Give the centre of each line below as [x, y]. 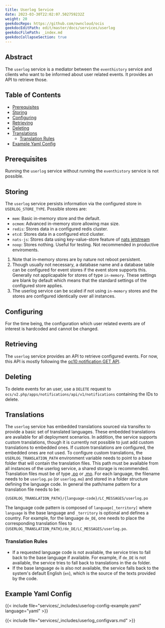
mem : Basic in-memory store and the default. [56, 219]
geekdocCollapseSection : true [36, 37]
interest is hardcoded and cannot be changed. [52, 329]
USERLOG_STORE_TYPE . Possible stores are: [46, 209]
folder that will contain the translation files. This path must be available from [82, 463]
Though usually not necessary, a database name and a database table [83, 265]
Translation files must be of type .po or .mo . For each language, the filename [82, 474]
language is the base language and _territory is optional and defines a [77, 513]
